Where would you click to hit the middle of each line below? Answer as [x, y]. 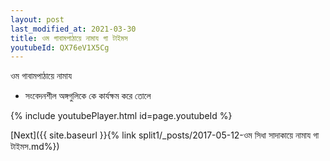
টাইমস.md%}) [35, 147]
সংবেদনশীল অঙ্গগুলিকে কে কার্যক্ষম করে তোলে [88, 96]
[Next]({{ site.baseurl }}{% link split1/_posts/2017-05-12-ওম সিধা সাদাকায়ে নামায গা [165, 135]
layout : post [37, 19]
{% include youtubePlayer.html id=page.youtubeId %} [121, 116]
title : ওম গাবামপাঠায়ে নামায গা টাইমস [69, 38]
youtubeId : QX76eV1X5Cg [60, 47]
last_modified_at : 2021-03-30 [73, 29]
